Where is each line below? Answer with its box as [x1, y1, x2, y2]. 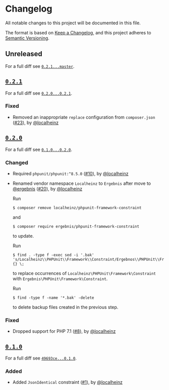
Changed [5, 159, 29, 166]
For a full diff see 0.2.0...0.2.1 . [5, 90, 72, 96]
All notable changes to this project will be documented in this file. [5, 20, 141, 26]
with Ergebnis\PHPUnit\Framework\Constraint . [12, 276, 108, 282]
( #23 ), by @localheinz [12, 120, 59, 126]
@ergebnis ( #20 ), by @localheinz [12, 185, 82, 191]
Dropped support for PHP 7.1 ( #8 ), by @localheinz [12, 328, 116, 334]
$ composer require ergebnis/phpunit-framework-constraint [12, 224, 140, 229]
